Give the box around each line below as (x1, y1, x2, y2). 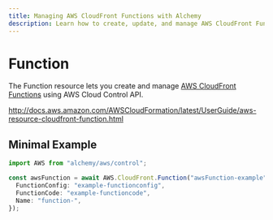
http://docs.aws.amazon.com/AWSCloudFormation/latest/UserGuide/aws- (8, 106, 257, 115)
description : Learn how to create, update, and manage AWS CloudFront (8, 19, 253, 28)
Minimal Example (8, 137, 97, 151)
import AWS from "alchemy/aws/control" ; (8, 159, 148, 167)
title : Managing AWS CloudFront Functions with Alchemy (8, 11, 201, 20)
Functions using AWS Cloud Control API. (8, 90, 144, 100)
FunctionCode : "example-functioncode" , (15, 188, 151, 197)
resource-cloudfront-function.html (8, 114, 124, 124)
